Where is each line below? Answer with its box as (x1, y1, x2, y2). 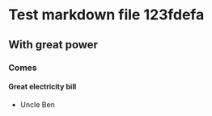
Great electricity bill (8, 82, 77, 92)
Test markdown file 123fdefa (8, 6, 205, 24)
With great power (8, 38, 99, 52)
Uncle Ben (19, 99, 55, 110)
